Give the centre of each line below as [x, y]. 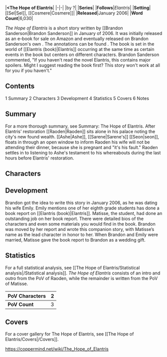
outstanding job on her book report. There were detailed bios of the [74, 218]
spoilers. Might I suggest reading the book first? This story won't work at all [83, 65]
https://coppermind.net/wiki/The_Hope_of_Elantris [57, 349]
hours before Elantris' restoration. [40, 158]
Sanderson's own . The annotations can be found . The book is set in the [80, 44]
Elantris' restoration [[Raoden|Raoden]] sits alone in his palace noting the [80, 131]
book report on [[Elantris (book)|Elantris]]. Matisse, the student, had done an [84, 213]
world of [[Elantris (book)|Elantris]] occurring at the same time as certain [80, 49]
